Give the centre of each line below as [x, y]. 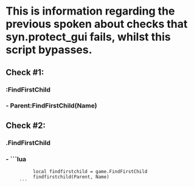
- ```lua [16, 159]
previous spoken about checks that [97, 24]
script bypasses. [49, 50]
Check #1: [25, 72]
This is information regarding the [90, 11]
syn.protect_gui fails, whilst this [88, 37]
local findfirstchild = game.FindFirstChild [90, 172]
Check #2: [26, 125]
